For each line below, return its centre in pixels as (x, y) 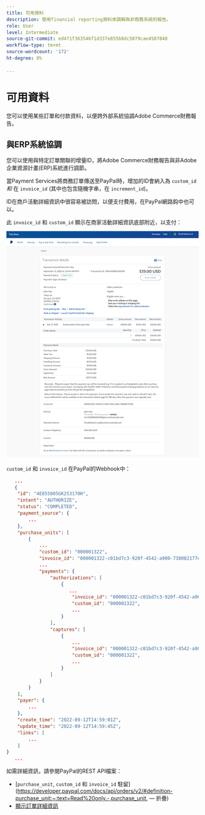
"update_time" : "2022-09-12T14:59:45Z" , (69, 726)
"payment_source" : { (43, 513)
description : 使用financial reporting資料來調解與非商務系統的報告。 (89, 19)
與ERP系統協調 (34, 144)
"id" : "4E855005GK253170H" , (53, 494)
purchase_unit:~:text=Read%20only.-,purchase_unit (81, 798)
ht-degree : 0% (24, 58)
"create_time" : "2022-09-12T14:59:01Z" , (69, 720)
